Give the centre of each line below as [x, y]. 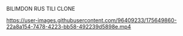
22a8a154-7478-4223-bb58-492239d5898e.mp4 [69, 27]
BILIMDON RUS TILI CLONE [41, 9]
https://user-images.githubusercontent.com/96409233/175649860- [92, 20]
